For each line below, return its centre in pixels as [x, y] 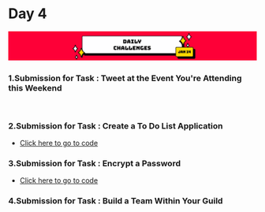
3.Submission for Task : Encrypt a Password [95, 164]
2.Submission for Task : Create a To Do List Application [116, 125]
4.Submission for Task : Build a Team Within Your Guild [116, 201]
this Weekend [35, 88]
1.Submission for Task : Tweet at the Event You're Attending [125, 78]
